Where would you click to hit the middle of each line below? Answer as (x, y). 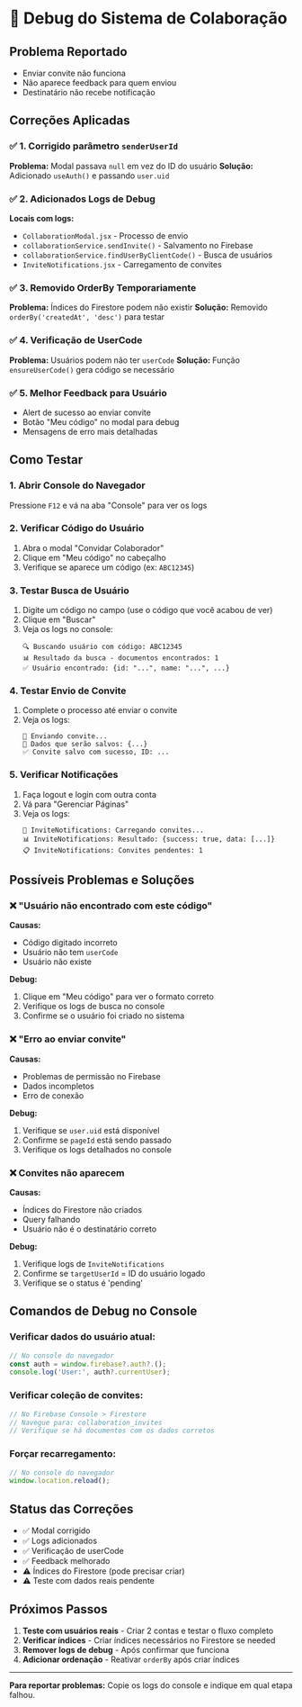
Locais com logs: (42, 218)
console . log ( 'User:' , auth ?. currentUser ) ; (90, 1372)
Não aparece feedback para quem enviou (99, 83)
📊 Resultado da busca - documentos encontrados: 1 (120, 658)
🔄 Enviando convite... (65, 736)
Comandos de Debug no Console (103, 1311)
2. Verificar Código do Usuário (77, 528)
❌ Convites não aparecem (67, 1172)
